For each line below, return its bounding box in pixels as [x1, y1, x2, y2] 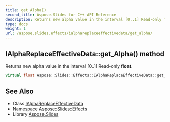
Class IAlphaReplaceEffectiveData [12, 100, 83, 106]
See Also [5, 87, 34, 96]
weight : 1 [5, 26, 26, 31]
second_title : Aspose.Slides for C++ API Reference [5, 12, 116, 17]
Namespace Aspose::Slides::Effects [12, 106, 88, 112]
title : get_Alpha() [5, 7, 47, 13]
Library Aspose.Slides [12, 111, 59, 117]
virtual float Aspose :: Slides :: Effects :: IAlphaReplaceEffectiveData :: [5, 73, 157, 78]
